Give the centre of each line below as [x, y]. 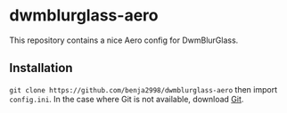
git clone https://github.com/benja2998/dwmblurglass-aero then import [143, 89]
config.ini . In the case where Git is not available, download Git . [127, 99]
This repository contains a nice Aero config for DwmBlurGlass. [124, 40]
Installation [41, 68]
